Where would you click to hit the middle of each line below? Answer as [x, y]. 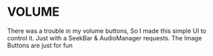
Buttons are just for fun [40, 45]
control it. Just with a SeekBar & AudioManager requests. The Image [105, 38]
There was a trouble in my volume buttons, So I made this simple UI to [107, 31]
